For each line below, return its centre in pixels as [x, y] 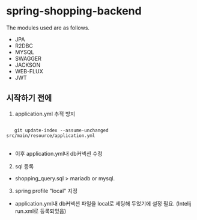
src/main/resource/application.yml [51, 136]
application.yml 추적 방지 [45, 114]
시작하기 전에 [29, 98]
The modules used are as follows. [48, 28]
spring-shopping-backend [74, 11]
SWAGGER [28, 58]
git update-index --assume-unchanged [62, 130]
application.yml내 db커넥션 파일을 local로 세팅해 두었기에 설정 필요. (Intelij [103, 203]
